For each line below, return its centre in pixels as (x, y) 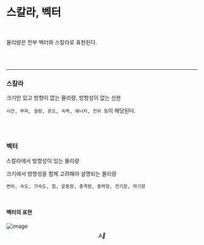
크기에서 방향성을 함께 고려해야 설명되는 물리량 (62, 173)
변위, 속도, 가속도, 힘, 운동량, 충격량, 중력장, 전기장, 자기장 (76, 186)
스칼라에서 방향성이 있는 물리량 (43, 160)
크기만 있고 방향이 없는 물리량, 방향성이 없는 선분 (64, 98)
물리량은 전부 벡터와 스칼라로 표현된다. (52, 42)
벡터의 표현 (19, 212)
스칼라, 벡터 (34, 12)
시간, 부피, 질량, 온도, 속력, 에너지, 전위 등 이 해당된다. (71, 111)
